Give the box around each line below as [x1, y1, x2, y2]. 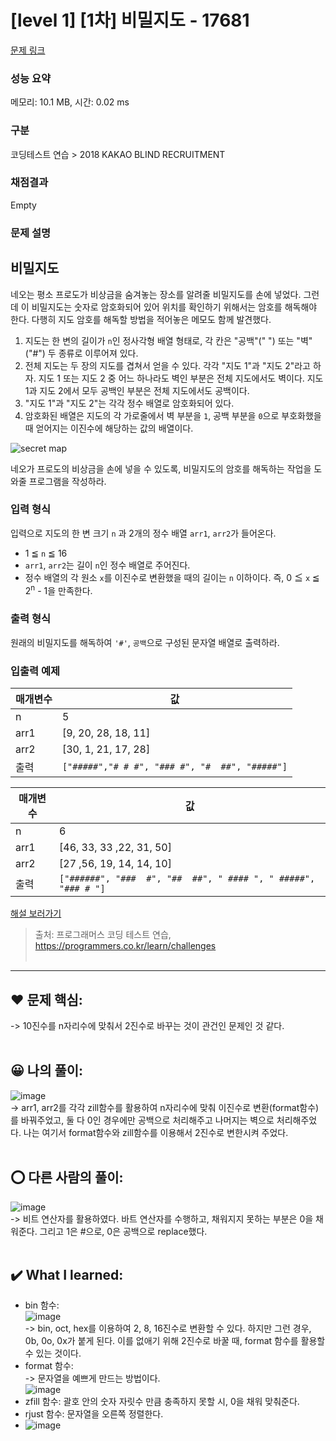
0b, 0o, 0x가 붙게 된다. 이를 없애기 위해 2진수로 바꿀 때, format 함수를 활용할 [24, 1335, 326, 1347]
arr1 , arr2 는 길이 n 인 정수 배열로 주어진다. [24, 559, 191, 571]
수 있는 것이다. [24, 1347, 82, 1360]
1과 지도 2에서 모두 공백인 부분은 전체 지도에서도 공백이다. [24, 384, 250, 396]
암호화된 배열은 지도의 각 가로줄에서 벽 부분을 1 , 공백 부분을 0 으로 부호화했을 [24, 409, 322, 421]
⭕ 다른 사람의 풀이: [10, 1169, 124, 1186]
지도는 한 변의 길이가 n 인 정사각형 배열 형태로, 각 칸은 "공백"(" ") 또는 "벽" [24, 334, 313, 346]
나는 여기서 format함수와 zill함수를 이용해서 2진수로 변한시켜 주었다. [23, 1126, 289, 1138]
